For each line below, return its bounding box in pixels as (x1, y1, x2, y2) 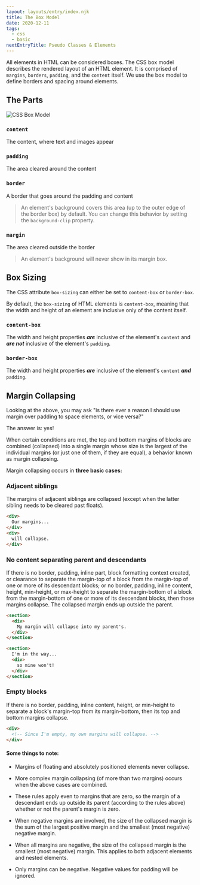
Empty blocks (6, 687, 47, 696)
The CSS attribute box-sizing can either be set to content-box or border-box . (6, 288, 195, 295)
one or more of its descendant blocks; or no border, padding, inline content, (6, 582, 193, 589)
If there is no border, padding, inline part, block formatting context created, (6, 569, 190, 576)
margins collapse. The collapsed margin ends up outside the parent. (6, 600, 174, 608)
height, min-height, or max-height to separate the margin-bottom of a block (6, 588, 192, 595)
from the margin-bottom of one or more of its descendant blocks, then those (6, 594, 195, 602)
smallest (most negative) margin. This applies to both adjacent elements (14, 847, 192, 854)
